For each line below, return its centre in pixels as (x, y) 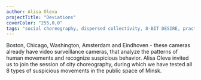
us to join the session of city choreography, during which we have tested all (99, 64)
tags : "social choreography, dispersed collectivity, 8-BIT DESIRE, (93, 28)
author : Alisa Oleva (32, 12)
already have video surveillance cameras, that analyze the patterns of (92, 52)
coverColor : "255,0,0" (34, 23)
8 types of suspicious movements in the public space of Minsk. (84, 71)
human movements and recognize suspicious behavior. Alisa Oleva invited (98, 58)
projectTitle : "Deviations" (41, 17)
